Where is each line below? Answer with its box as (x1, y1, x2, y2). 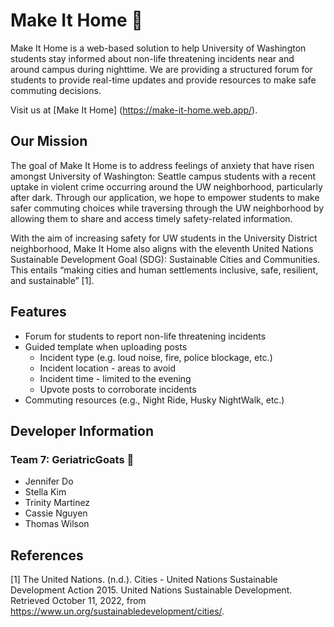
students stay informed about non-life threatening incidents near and (10, 52, 295, 64)
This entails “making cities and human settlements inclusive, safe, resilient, (10, 264, 319, 276)
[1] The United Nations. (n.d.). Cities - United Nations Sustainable (10, 574, 278, 586)
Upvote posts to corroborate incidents (39, 383, 197, 395)
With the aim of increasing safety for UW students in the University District (10, 232, 318, 244)
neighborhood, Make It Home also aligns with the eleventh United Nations (10, 242, 314, 254)
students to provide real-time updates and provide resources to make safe (10, 74, 317, 86)
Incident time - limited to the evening (39, 372, 192, 384)
